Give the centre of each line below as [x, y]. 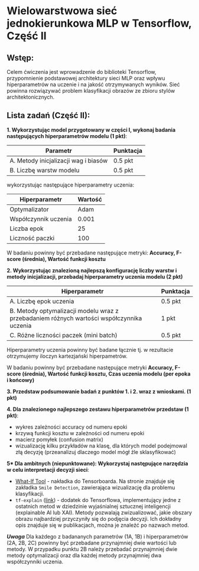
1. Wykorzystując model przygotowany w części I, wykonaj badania [91, 130]
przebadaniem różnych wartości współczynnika [76, 318]
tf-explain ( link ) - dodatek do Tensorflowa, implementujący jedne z [98, 500]
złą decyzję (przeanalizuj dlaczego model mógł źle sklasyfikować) [96, 452]
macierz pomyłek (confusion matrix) [59, 439]
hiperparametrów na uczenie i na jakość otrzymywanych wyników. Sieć [93, 84]
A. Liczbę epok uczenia [42, 301]
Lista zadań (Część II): [48, 115]
